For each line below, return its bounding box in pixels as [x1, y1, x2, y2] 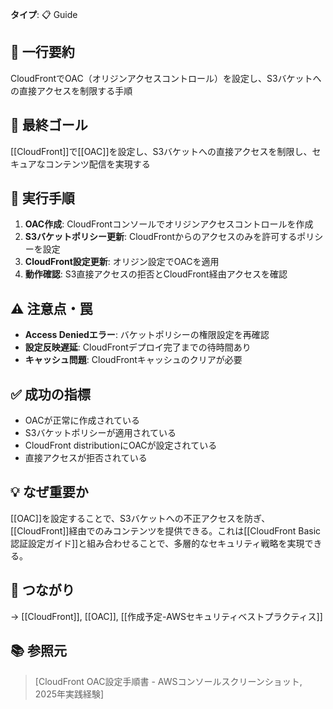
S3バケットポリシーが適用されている [24, 427, 177, 439]
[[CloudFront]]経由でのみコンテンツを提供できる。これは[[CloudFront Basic [10, 524, 322, 537]
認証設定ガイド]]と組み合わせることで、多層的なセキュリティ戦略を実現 [10, 537, 305, 549]
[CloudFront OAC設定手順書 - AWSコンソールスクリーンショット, [34, 675, 303, 687]
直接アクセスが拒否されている [24, 452, 148, 464]
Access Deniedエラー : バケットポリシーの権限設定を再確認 [24, 329, 270, 341]
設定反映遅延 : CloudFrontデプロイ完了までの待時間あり [24, 341, 252, 353]
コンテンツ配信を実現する [44, 158, 151, 170]
